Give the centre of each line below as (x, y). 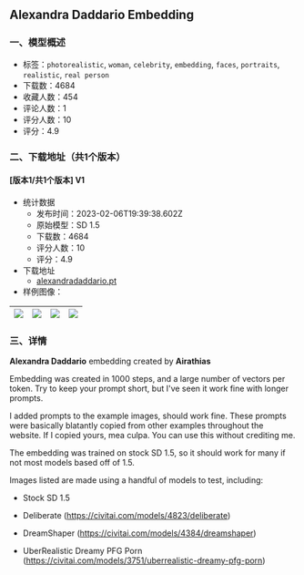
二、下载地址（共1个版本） (67, 157)
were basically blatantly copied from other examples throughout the (137, 426)
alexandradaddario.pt (76, 281)
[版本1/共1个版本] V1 (47, 180)
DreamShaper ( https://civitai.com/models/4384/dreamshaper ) (139, 533)
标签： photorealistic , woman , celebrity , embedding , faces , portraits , (151, 64)
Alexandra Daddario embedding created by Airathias (110, 361)
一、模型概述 (38, 43)
